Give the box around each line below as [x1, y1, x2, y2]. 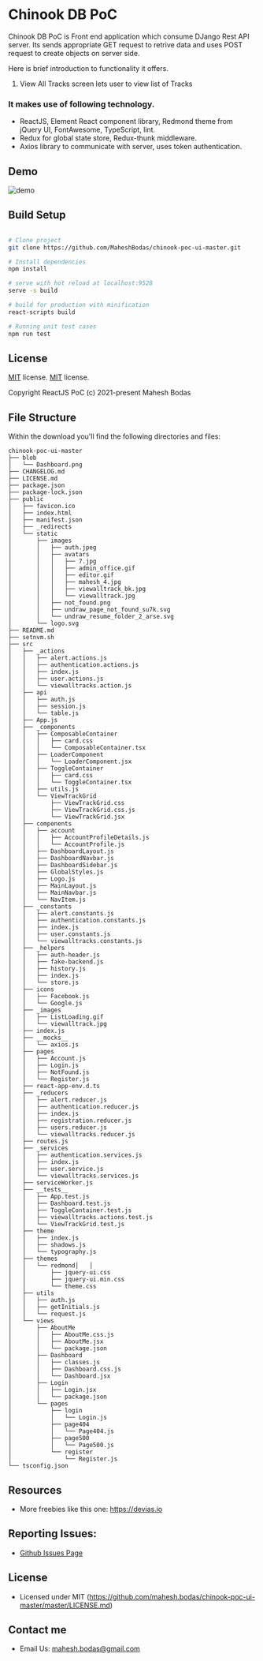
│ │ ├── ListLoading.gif [8, 1013, 104, 1021]
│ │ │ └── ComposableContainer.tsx [8, 744, 146, 752]
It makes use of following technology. [8, 99, 155, 110]
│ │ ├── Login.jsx [8, 1386, 97, 1394]
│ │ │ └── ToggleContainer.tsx [8, 779, 132, 787]
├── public [8, 496, 44, 503]
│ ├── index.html [8, 509, 72, 518]
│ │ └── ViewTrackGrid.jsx [8, 813, 125, 821]
